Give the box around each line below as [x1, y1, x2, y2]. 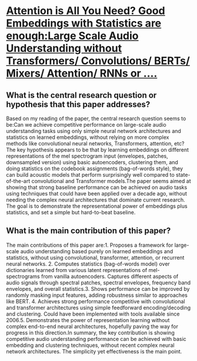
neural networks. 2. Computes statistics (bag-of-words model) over [6, 260, 171, 267]
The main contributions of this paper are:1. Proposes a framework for [6, 241, 173, 249]
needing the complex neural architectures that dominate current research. [6, 196, 185, 203]
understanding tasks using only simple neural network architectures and [6, 128, 181, 134]
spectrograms [6, 273, 40, 280]
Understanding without [6, 42, 122, 55]
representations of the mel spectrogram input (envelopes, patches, [6, 153, 169, 160]
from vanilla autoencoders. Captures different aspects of [41, 273, 179, 280]
